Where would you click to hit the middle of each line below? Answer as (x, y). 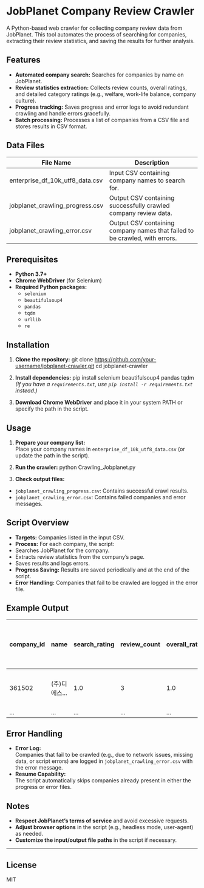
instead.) (26, 391)
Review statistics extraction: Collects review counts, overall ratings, (101, 87)
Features (23, 60)
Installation (28, 345)
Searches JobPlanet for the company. (62, 550)
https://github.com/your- (125, 360)
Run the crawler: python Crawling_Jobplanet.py (75, 467)
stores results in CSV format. (51, 126)
